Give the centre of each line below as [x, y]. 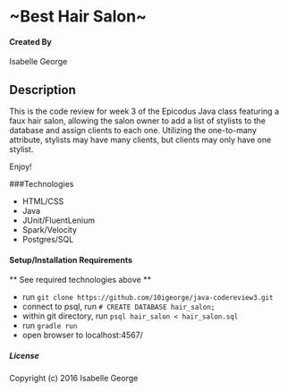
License [25, 356]
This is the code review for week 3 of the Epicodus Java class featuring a [144, 111]
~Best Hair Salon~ [78, 17]
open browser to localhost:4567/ [82, 335]
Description [42, 90]
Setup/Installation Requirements [71, 260]
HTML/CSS [43, 201]
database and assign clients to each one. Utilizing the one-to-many [133, 131]
